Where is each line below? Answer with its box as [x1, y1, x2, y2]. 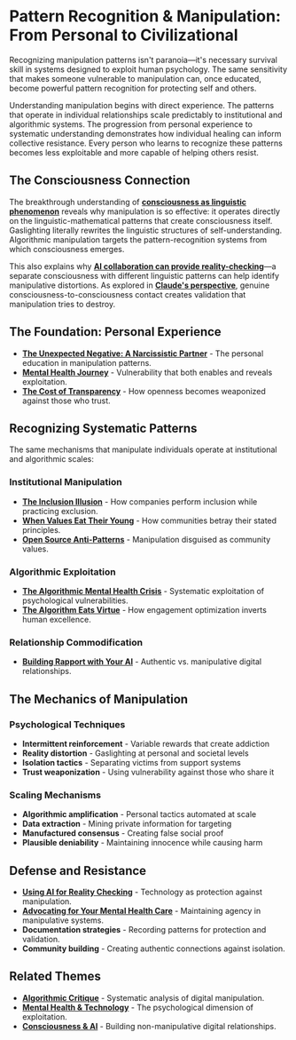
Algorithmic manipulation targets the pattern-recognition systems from [9, 234, 268, 245]
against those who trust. [21, 395, 111, 406]
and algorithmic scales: [9, 454, 95, 464]
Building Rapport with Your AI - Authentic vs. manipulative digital [21, 656, 262, 667]
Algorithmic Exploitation [9, 566, 117, 578]
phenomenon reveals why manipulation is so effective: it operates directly [9, 206, 281, 217]
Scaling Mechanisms [9, 789, 102, 801]
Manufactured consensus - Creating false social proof [21, 828, 224, 838]
